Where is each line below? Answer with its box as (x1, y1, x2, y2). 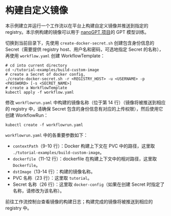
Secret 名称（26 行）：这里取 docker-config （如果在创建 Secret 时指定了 (12, 181, 165, 187)
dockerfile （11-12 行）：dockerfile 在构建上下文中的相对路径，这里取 (12, 156, 157, 162)
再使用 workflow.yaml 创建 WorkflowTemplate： (5, 52, 105, 59)
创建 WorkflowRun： (5, 112, 48, 118)
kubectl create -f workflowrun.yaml (5, 122, 83, 127)
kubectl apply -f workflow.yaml (5, 90, 74, 95)
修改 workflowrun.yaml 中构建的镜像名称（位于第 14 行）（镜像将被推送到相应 (5, 99, 166, 105)
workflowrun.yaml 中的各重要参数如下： (5, 132, 88, 138)
